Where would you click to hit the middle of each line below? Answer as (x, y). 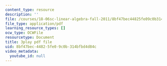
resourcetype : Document (30, 38)
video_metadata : (22, 51)
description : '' (22, 14)
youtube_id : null (28, 56)
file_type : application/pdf (34, 24)
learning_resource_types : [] (35, 28)
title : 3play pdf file (29, 42)
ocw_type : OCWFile (24, 33)
